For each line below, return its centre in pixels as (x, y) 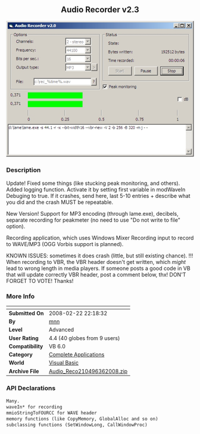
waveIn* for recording (34, 407)
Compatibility (26, 346)
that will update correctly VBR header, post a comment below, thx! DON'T (96, 274)
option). (16, 226)
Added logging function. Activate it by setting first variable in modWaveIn (96, 189)
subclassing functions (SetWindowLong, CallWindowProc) (77, 425)
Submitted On (26, 313)
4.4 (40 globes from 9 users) (84, 338)
